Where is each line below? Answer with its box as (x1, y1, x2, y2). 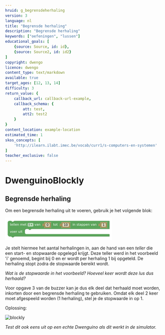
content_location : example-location (5, 127, 80, 132)
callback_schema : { (14, 101, 54, 106)
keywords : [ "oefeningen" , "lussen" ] (5, 34, 80, 39)
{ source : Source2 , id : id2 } (14, 49, 71, 54)
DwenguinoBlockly (5, 175, 84, 186)
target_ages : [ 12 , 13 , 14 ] (5, 81, 61, 86)
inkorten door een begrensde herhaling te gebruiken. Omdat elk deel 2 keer (5, 290, 159, 296)
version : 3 (5, 13, 28, 18)
